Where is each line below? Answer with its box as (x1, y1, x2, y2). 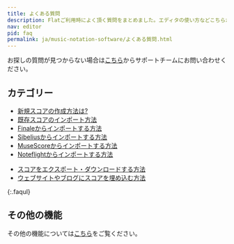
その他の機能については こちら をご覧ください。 (7, 229, 141, 237)
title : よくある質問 (7, 10, 61, 17)
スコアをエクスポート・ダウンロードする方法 (17, 165, 146, 173)
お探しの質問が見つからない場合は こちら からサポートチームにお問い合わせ (7, 56, 221, 65)
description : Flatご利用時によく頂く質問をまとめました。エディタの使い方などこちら (7, 17, 226, 24)
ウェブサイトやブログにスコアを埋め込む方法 (17, 173, 146, 181)
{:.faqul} (7, 187, 31, 195)
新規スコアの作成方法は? (17, 106, 88, 115)
